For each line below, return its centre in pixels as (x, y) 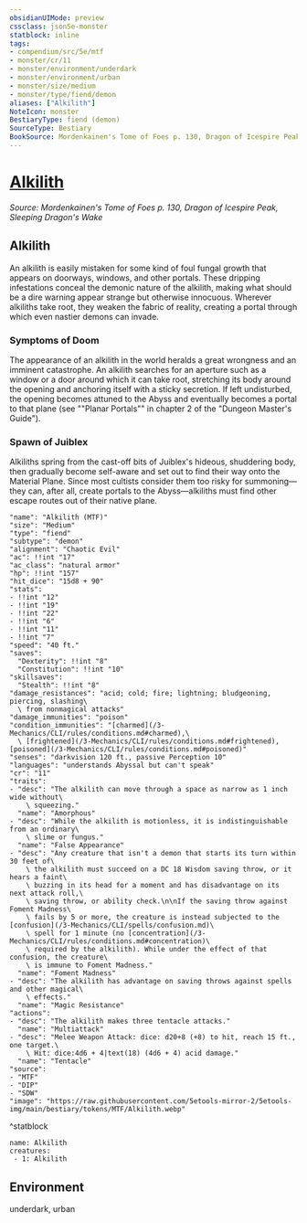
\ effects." (48, 997)
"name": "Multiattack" (61, 1029)
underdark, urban (42, 1209)
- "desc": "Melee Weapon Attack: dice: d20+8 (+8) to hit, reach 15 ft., (153, 1037)
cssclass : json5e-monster (58, 27)
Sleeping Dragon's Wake (56, 217)
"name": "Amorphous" (57, 814)
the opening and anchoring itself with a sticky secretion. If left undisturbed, (151, 388)
